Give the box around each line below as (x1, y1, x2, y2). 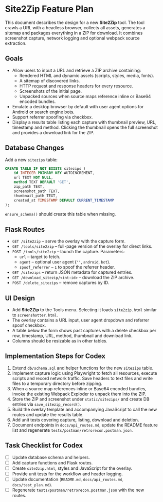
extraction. (5, 40, 27, 46)
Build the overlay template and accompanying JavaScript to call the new (12, 406, 157, 412)
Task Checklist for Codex (5, 442, 83, 450)
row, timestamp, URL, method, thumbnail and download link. (12, 333, 133, 339)
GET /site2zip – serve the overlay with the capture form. (12, 238, 126, 244)
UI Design (5, 294, 35, 302)
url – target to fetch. (19, 254, 61, 260)
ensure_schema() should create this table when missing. (5, 211, 116, 217)
